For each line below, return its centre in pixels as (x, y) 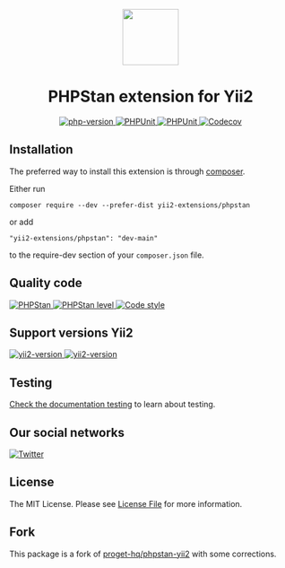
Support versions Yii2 (71, 332)
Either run (27, 188)
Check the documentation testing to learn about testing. (112, 405)
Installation (41, 149)
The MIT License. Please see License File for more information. (126, 503)
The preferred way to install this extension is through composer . (127, 171)
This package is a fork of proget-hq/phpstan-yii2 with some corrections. (143, 554)
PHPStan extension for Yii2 (151, 96)
